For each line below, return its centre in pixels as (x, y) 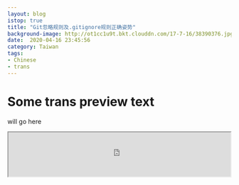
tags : (15, 54)
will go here (25, 121)
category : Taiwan (33, 47)
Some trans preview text (81, 102)
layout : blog (27, 14)
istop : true (25, 21)
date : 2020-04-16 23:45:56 (49, 40)
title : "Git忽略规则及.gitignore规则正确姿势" (72, 27)
